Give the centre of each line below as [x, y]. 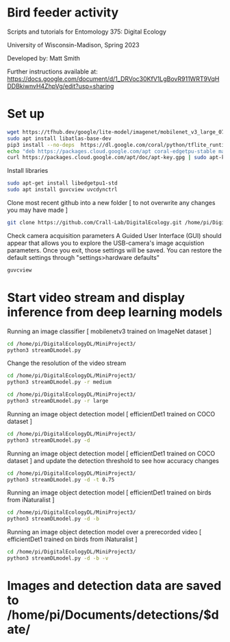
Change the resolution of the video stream [67, 363]
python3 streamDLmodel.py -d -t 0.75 [61, 479]
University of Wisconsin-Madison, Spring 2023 [73, 45]
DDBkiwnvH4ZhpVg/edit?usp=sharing [61, 86]
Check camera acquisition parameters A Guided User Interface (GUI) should [114, 235]
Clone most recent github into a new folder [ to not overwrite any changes [111, 203]
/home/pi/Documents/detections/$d [113, 615]
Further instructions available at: [52, 71]
